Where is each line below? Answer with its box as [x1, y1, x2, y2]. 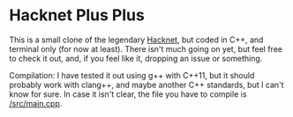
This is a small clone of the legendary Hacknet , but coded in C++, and [9, 34, 264, 45]
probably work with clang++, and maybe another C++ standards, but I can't [9, 79, 284, 90]
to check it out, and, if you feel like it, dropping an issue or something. [9, 53, 263, 63]
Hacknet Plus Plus [9, 5, 146, 26]
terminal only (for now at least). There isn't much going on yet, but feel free [9, 43, 282, 54]
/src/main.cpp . [9, 98, 63, 108]
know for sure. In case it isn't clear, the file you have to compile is [9, 89, 247, 99]
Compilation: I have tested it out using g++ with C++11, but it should [9, 69, 255, 80]
